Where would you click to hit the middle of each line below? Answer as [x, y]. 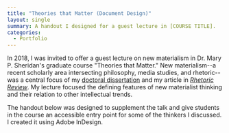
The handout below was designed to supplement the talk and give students [113, 108]
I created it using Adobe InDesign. [55, 122]
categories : [24, 32]
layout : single [29, 20]
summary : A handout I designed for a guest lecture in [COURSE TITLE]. [111, 26]
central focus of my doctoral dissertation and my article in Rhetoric [119, 80]
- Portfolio [31, 39]
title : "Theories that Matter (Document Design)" [80, 13]
